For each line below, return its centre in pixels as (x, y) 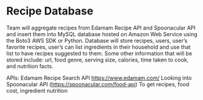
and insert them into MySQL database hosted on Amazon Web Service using (102, 34)
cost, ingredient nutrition (37, 90)
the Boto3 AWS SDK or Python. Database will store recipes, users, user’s (97, 40)
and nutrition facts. (30, 66)
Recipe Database (50, 11)
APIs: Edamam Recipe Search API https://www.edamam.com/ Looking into (99, 78)
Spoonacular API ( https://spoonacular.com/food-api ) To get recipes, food (98, 84)
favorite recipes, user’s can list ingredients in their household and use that (98, 47)
